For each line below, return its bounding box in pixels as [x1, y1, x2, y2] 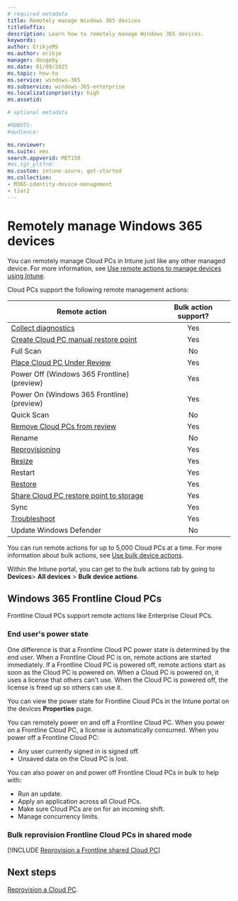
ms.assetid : [7, 96, 42, 104]
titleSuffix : [7, 23, 46, 31]
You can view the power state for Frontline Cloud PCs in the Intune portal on [7, 697, 229, 705]
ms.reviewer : [7, 141, 46, 148]
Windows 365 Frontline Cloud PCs [7, 592, 162, 604]
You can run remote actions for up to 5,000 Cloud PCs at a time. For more [7, 543, 222, 552]
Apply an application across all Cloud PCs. [17, 797, 142, 805]
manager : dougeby [7, 57, 59, 64]
